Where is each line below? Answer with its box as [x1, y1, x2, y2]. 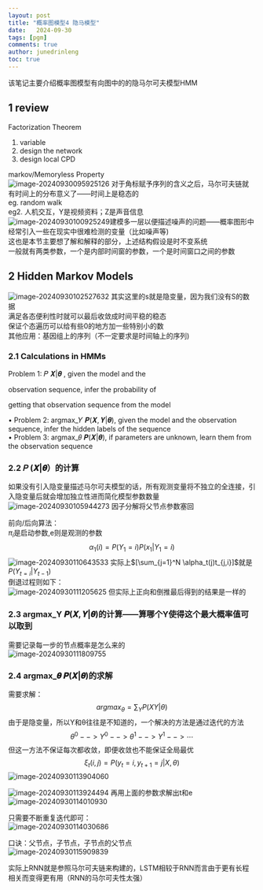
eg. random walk [8, 198, 63, 207]
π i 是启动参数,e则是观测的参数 [8, 528, 103, 540]
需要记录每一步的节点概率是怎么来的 [8, 640, 126, 650]
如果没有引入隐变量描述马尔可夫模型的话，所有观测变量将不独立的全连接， [8, 482, 249, 491]
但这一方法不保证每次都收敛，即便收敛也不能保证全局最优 [8, 745, 194, 755]
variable [19, 137, 46, 146]
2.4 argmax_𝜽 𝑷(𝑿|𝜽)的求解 [8, 670, 113, 681]
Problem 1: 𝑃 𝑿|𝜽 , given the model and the [8, 369, 147, 378]
